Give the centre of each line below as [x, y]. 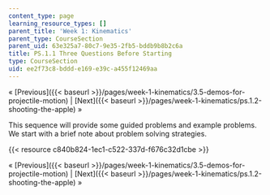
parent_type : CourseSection [56, 39]
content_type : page [41, 16]
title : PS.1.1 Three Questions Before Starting [90, 54]
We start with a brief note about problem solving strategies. [107, 133]
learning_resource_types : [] [58, 24]
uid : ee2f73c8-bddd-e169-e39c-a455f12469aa [83, 69]
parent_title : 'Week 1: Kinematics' [70, 31]
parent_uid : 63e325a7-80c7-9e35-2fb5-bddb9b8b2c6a [96, 46]
